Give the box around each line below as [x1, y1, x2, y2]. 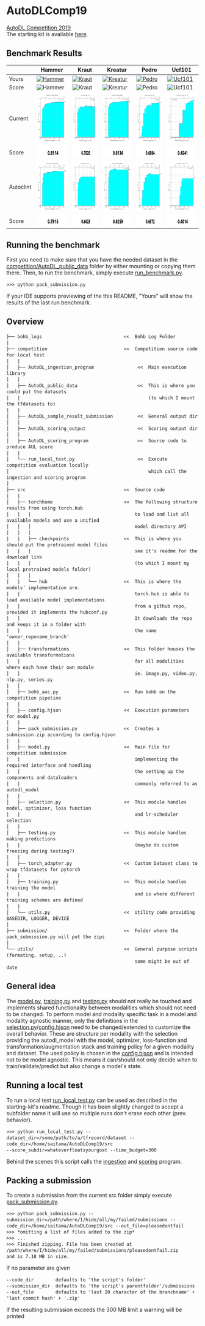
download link [6, 554, 43, 560]
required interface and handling [6, 762, 92, 769]
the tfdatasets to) [6, 401, 56, 407]
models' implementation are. [6, 584, 81, 591]
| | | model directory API [6, 523, 187, 530]
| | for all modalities [6, 658, 184, 665]
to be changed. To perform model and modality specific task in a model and [6, 1010, 197, 1017]
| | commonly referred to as [6, 780, 198, 787]
